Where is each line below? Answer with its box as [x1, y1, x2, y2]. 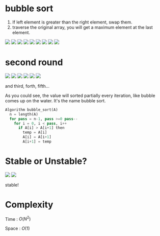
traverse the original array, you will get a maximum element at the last [12, 24, 153, 30]
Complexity [5, 199, 53, 210]
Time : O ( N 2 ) [5, 215, 31, 222]
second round [5, 57, 63, 68]
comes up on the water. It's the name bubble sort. [5, 97, 106, 103]
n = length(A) [9, 112, 38, 117]
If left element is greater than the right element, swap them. [12, 19, 133, 25]
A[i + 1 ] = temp [23, 139, 52, 144]
